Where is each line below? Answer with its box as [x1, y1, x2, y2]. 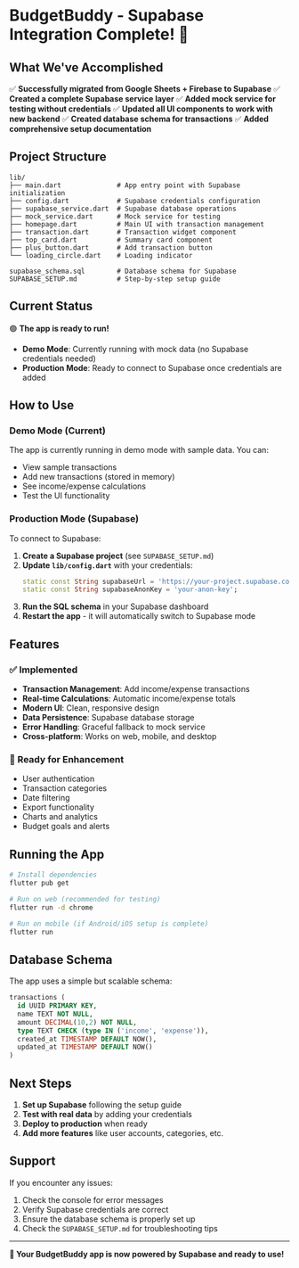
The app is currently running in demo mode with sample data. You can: [9, 445, 270, 456]
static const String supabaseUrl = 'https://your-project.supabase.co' [21, 577, 294, 586]
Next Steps [9, 1075, 72, 1091]
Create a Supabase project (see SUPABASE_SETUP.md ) [21, 550, 214, 561]
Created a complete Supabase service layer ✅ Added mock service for [9, 94, 276, 103]
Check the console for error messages [21, 1194, 164, 1205]
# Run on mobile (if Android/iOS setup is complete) [9, 919, 209, 928]
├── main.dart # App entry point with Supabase [9, 180, 241, 190]
